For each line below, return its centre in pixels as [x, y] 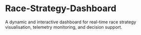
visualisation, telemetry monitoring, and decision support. [64, 27]
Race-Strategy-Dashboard [61, 9]
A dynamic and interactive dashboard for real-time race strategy [71, 22]
